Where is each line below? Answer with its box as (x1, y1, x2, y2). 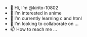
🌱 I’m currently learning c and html (10, 15, 82, 21)
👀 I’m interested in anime (10, 10, 62, 16)
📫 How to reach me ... (10, 26, 57, 32)
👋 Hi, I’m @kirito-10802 (10, 5, 59, 10)
